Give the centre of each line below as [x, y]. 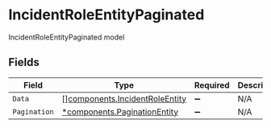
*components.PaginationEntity [120, 112]
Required [212, 85]
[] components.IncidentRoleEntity [124, 98]
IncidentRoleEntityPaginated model [67, 37]
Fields [24, 62]
